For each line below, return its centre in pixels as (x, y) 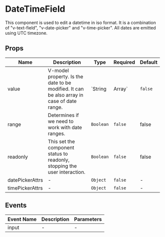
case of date (62, 101)
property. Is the (66, 76)
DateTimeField (35, 9)
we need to (61, 121)
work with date (65, 127)
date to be (59, 83)
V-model (58, 71)
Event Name (22, 219)
